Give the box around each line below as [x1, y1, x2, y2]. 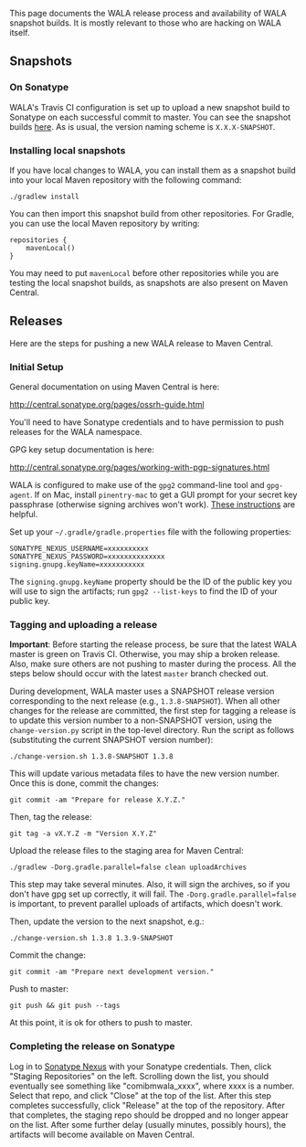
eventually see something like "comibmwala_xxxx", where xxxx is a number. [9, 1080, 295, 1091]
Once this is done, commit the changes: [9, 778, 160, 789]
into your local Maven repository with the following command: [9, 174, 242, 186]
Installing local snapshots [9, 143, 126, 156]
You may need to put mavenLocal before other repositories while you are [9, 267, 280, 278]
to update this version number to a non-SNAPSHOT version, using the [9, 715, 272, 726]
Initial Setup [9, 360, 64, 373]
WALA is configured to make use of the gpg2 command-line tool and [9, 480, 265, 491]
